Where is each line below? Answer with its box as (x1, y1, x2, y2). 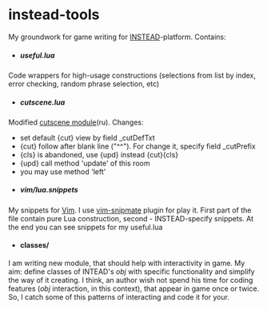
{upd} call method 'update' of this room (19, 158, 150, 168)
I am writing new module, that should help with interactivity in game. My (8, 258, 245, 268)
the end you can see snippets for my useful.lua (8, 222, 163, 232)
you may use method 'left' (19, 166, 106, 177)
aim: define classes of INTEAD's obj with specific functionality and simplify (8, 267, 255, 276)
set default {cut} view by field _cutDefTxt (19, 133, 156, 142)
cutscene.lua (19, 97, 66, 107)
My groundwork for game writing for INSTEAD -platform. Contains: (8, 32, 226, 42)
